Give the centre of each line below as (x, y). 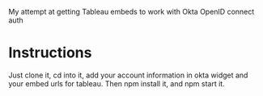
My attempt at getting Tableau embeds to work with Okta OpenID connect (131, 12)
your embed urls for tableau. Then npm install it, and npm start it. (117, 83)
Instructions (50, 53)
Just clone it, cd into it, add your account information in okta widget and (128, 75)
